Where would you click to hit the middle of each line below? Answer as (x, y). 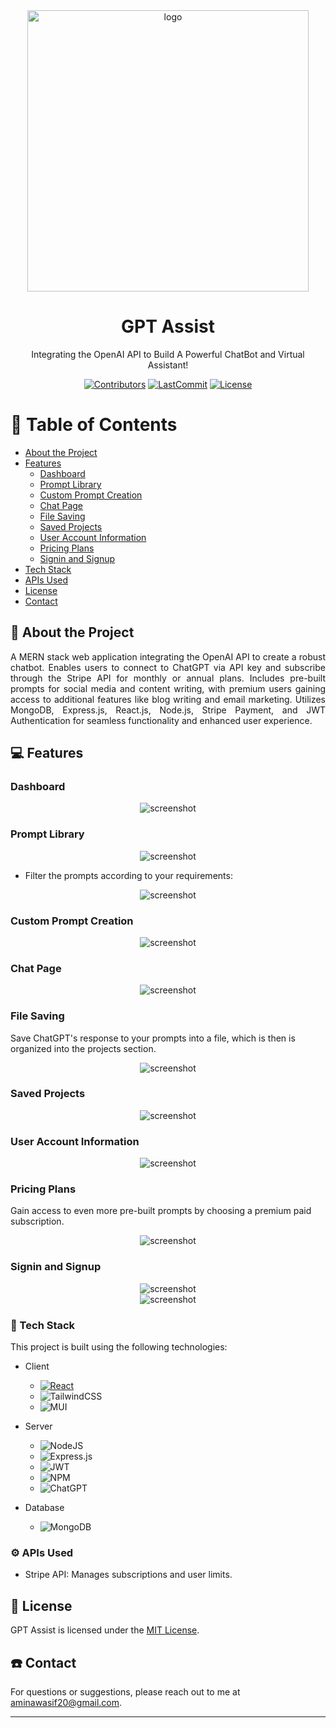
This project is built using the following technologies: (119, 1347)
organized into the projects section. (83, 1048)
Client (37, 1366)
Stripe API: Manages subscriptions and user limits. (128, 1575)
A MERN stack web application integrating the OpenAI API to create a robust (168, 656)
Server (38, 1426)
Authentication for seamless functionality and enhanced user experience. (161, 720)
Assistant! (168, 365)
